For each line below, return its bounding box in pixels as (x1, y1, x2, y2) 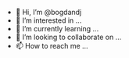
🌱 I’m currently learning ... (15, 24, 99, 33)
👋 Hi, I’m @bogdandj (15, 8, 82, 16)
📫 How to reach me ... (15, 42, 88, 50)
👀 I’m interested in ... (15, 16, 82, 25)
